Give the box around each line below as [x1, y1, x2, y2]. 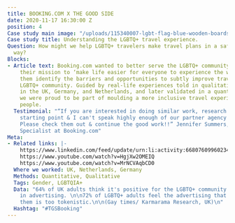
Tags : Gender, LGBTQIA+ [13, 179, 83, 186]
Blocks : [7, 56, 30, 63]
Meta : [7, 134, 23, 141]
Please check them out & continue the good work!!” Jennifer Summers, [20, 120, 230, 128]
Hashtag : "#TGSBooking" [13, 206, 83, 213]
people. [20, 101, 42, 108]
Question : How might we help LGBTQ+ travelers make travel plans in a [7, 43, 218, 50]
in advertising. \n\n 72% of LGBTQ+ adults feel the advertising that [20, 192, 227, 199]
